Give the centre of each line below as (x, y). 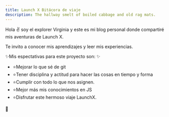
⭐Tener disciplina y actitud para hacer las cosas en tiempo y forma (83, 74)
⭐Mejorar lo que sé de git (39, 67)
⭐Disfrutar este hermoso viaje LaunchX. (54, 97)
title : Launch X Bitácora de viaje (43, 10)
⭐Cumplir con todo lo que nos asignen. (53, 82)
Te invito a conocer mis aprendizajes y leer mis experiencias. (69, 47)
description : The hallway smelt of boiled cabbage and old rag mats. (81, 15)
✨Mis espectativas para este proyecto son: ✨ (53, 56)
